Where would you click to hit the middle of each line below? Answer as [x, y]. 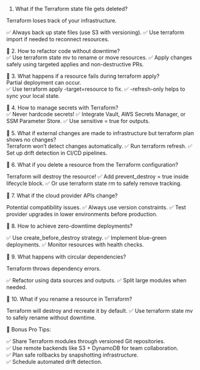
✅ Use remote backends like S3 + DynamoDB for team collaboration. [92, 348]
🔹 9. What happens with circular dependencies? [66, 257]
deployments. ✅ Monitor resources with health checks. [75, 245]
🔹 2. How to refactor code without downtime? [63, 51]
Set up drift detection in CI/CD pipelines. [57, 153]
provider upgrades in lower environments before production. [82, 214]
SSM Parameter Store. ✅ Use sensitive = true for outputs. [78, 121]
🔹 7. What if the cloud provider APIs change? [62, 195]
